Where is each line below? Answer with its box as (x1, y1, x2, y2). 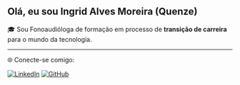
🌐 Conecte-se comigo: (7, 55, 75, 64)
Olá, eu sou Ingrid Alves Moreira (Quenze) (7, 6, 198, 18)
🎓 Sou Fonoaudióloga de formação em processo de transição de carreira (7, 25, 227, 33)
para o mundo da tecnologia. (7, 35, 92, 43)
